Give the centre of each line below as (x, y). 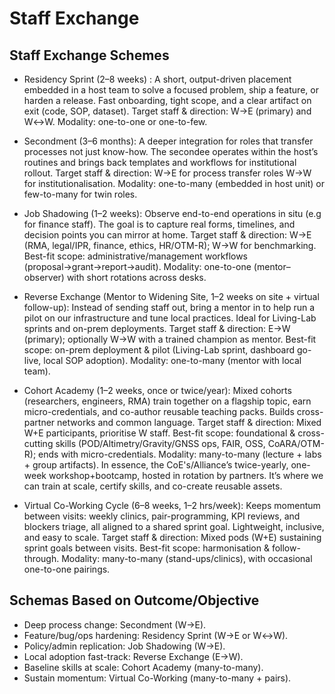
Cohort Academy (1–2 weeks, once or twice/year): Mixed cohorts (157, 390)
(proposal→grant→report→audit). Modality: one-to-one (137, 266)
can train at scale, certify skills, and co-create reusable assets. (153, 486)
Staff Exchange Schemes (89, 55)
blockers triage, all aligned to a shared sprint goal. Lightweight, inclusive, (174, 526)
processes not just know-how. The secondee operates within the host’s (171, 151)
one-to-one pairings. (67, 569)
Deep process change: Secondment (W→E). (115, 624)
